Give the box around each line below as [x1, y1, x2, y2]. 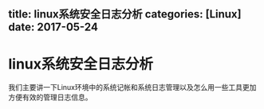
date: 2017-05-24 [8, 21, 98, 34]
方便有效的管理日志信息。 [8, 92, 93, 102]
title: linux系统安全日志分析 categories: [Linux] [8, 7, 242, 21]
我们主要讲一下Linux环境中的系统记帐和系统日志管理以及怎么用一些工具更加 [8, 83, 257, 92]
